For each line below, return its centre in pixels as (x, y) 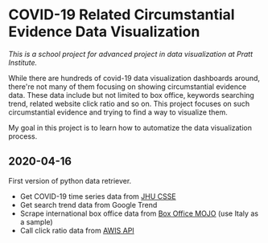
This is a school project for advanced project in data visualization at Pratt (131, 54)
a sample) (37, 221)
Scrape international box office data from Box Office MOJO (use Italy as (139, 213)
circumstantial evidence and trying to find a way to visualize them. (118, 112)
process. (23, 136)
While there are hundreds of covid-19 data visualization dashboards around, (134, 78)
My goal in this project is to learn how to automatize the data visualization (130, 128)
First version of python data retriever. (70, 180)
